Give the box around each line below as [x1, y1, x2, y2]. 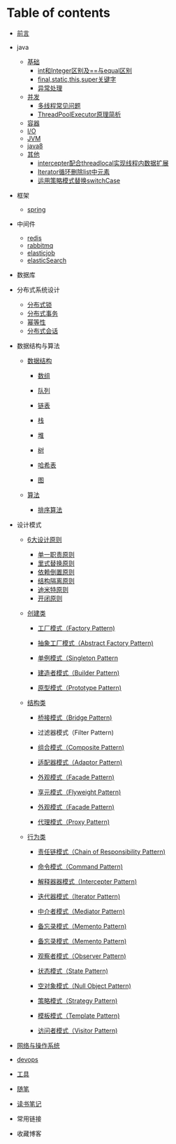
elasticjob [27, 248, 55, 257]
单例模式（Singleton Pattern [37, 654, 118, 662]
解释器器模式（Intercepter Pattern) [37, 877, 138, 885]
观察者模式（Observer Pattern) [37, 952, 126, 960]
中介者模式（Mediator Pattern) [37, 907, 125, 915]
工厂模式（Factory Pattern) [37, 624, 116, 632]
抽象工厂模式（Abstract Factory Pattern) [37, 638, 154, 647]
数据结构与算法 [16, 342, 60, 350]
